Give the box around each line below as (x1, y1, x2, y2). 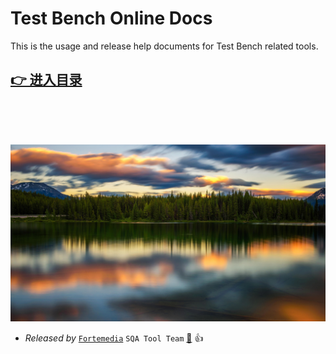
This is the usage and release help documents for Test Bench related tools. (10, 40, 319, 52)
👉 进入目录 (10, 72, 83, 89)
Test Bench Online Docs (10, 7, 213, 30)
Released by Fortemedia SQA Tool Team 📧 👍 (24, 332, 204, 344)
